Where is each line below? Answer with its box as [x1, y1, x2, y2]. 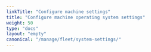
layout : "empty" [6, 31, 47, 37]
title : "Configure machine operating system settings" [6, 14, 146, 20]
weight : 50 [6, 20, 33, 26]
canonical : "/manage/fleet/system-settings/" [6, 36, 121, 42]
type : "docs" [6, 25, 39, 32]
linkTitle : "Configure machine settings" [6, 8, 111, 15]
